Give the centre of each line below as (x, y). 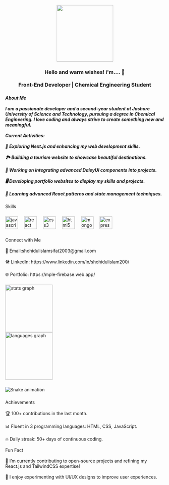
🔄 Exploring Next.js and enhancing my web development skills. (73, 146)
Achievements (20, 402)
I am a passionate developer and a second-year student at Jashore (78, 108)
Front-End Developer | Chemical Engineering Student (85, 85)
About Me (16, 98)
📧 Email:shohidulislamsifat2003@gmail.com (51, 251)
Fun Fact (14, 450)
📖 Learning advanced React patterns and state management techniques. (84, 193)
